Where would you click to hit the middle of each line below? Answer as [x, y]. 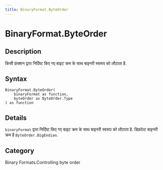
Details [16, 118]
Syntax [16, 79]
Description [23, 52]
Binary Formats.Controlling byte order [43, 162]
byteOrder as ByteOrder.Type [43, 99]
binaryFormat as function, [41, 94]
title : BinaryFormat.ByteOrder [37, 9]
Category [20, 151]
